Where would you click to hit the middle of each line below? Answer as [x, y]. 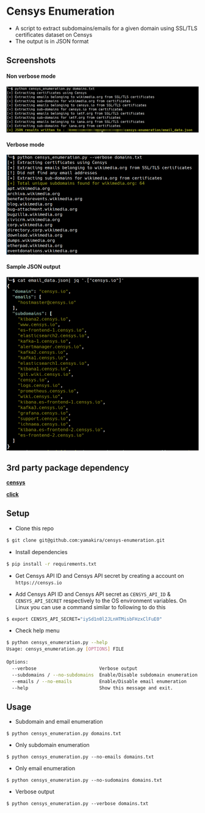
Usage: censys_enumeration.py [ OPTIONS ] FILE [65, 649]
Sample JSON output [34, 266]
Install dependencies [41, 552]
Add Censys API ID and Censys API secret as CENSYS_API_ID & [93, 594]
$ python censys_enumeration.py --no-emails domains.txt [80, 757]
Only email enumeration [45, 768]
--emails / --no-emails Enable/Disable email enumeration [99, 681]
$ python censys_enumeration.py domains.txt [64, 734]
